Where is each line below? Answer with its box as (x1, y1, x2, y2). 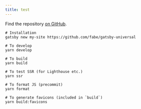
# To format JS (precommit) (5, 82, 63, 87)
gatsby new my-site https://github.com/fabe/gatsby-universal (5, 35, 136, 39)
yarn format (5, 86, 30, 91)
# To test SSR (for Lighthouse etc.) (5, 69, 83, 74)
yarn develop (5, 47, 32, 52)
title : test (5, 7, 30, 12)
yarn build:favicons (5, 99, 48, 104)
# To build (5, 56, 28, 61)
